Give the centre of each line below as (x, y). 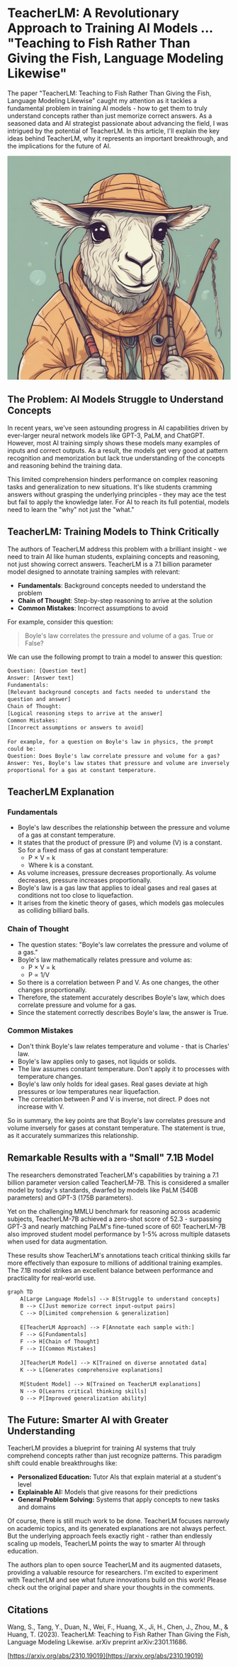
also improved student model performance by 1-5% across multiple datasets (119, 1234)
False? (34, 643)
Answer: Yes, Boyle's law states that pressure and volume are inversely (119, 763)
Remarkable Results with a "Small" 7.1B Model (110, 1158)
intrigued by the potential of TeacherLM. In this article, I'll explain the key (113, 131)
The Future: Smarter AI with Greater (88, 1420)
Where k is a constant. (61, 865)
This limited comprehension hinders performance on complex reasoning (113, 479)
